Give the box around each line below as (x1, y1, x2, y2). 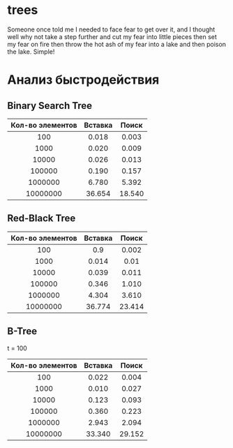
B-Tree (7, 325, 37, 337)
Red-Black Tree (7, 212, 76, 225)
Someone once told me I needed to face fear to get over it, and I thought (7, 25, 216, 33)
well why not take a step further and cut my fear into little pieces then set (7, 32, 218, 40)
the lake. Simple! (7, 47, 55, 56)
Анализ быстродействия (7, 72, 160, 88)
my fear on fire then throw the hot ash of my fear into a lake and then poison (7, 40, 227, 48)
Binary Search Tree (7, 100, 93, 112)
